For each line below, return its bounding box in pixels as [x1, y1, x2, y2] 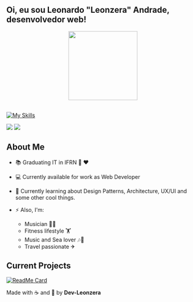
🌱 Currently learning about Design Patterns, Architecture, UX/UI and [15, 187, 187, 195]
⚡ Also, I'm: [15, 206, 44, 213]
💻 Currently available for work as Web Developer [15, 173, 140, 180]
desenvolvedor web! [6, 15, 87, 25]
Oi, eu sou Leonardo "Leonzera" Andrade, [6, 5, 170, 15]
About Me [6, 142, 45, 153]
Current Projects [6, 260, 71, 271]
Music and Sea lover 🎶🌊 [24, 236, 85, 243]
